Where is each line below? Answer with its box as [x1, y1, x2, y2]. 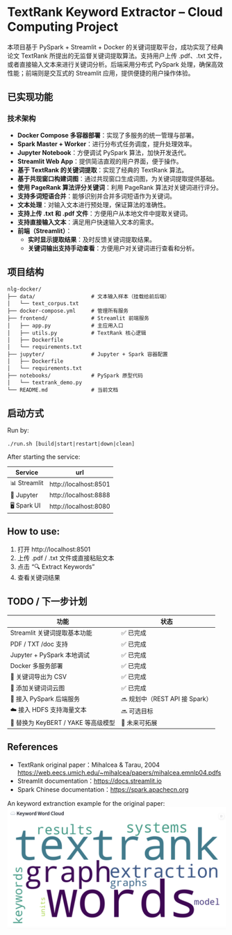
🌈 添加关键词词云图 [10, 683, 65, 692]
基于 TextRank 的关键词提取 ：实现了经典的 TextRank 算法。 [17, 165, 188, 174]
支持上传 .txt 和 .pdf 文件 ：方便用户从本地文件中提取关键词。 [17, 209, 192, 218]
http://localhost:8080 [49, 502, 110, 510]
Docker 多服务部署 [10, 662, 64, 670]
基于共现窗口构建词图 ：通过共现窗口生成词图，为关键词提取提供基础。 [17, 174, 219, 183]
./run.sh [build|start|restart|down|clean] [7, 441, 135, 448]
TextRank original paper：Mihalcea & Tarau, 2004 [17, 761, 160, 769]
